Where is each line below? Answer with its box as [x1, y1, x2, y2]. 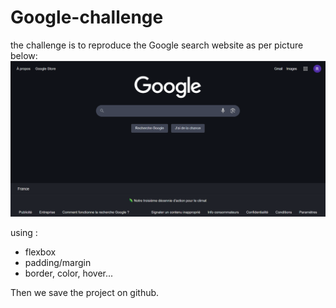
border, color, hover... [24, 267, 114, 280]
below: [10, 49, 38, 61]
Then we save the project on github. [10, 287, 160, 299]
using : [10, 227, 38, 239]
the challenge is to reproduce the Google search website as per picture [10, 39, 304, 51]
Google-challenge [10, 6, 164, 29]
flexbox [24, 246, 57, 258]
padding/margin [24, 257, 92, 269]
